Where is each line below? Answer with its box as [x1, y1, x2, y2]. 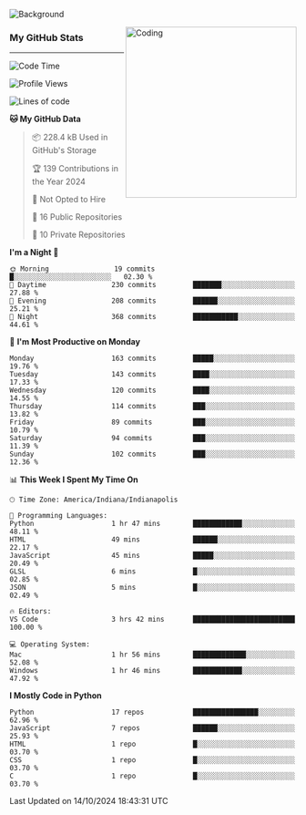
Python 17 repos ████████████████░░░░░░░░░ [9, 707, 296, 717]
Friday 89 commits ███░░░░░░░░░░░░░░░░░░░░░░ [9, 418, 296, 428]
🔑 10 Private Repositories [31, 229, 126, 241]
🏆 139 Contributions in [31, 163, 118, 174]
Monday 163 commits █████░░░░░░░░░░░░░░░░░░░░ [9, 354, 296, 364]
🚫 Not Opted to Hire [31, 194, 107, 205]
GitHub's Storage [31, 145, 97, 156]
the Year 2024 [31, 176, 87, 187]
